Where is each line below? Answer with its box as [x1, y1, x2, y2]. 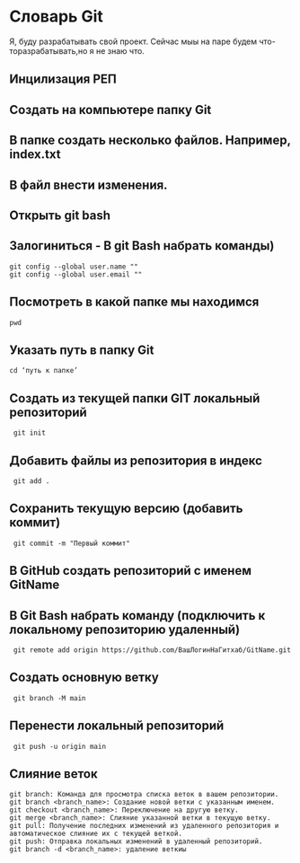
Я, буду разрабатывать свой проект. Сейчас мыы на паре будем [9, 36, 258, 47]
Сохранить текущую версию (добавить [9, 501, 243, 516]
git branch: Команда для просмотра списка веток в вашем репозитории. [9, 790, 279, 799]
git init [13, 428, 47, 437]
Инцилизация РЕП [9, 72, 117, 87]
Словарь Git [9, 6, 103, 27]
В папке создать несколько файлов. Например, [9, 133, 291, 148]
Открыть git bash [9, 207, 110, 223]
